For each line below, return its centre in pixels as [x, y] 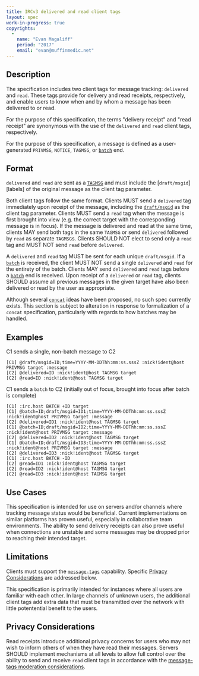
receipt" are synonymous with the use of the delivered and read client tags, [99, 126]
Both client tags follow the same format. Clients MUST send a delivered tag [99, 201]
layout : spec [22, 17]
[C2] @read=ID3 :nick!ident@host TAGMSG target [66, 474]
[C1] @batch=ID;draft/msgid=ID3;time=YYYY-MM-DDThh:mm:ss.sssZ [86, 443]
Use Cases [26, 492]
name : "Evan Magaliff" [45, 39]
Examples [25, 337]
